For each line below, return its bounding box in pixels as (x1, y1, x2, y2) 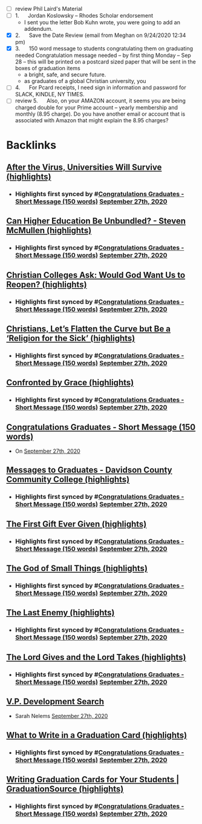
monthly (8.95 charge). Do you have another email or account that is (15, 110, 186, 117)
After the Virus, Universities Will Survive (6, 162, 162, 172)
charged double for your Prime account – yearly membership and (15, 104, 178, 111)
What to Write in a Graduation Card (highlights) (6, 730, 187, 740)
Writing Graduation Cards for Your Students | (6, 774, 180, 785)
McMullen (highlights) (6, 225, 92, 236)
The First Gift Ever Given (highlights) (6, 519, 147, 529)
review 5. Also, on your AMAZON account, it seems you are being (15, 97, 186, 105)
